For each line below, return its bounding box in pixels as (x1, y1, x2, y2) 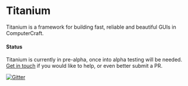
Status (6, 43, 23, 50)
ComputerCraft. (6, 29, 44, 36)
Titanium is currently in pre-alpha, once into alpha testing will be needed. (6, 56, 183, 63)
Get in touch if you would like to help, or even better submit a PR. (6, 63, 163, 70)
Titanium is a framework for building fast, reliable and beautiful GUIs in (6, 23, 177, 30)
